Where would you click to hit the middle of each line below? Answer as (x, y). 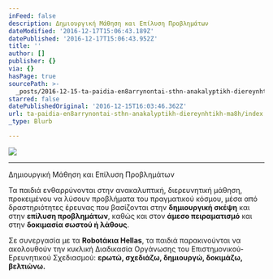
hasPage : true (32, 76)
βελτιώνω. (27, 266)
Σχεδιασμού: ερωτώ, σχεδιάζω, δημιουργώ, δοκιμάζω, (147, 257)
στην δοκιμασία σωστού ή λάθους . (69, 225)
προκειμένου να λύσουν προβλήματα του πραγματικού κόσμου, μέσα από (133, 199)
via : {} (22, 69)
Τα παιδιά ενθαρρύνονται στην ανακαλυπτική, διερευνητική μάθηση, (126, 190)
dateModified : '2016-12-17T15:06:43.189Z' (81, 31)
